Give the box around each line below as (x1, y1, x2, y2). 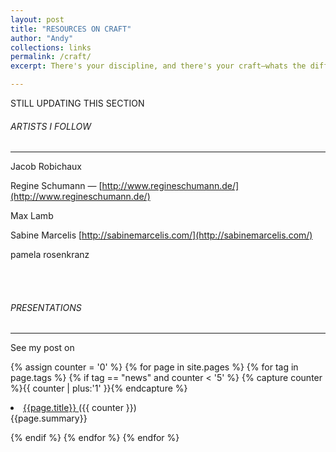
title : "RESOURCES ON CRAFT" (10, 24, 132, 34)
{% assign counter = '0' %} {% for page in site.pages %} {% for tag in (10, 361, 299, 373)
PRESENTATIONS (10, 301, 82, 313)
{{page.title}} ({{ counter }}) (23, 402, 137, 414)
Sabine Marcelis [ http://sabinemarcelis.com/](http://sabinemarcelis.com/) (10, 229, 313, 241)
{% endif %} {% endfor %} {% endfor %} (10, 432, 180, 444)
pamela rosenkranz (10, 249, 90, 261)
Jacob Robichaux (10, 161, 82, 173)
